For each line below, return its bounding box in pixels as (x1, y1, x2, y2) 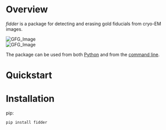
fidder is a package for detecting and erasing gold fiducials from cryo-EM (6, 21, 161, 27)
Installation (6, 93, 55, 105)
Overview (6, 4, 48, 15)
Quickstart (6, 69, 53, 81)
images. (6, 26, 23, 32)
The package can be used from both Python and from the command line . (6, 51, 160, 58)
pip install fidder (6, 120, 48, 125)
